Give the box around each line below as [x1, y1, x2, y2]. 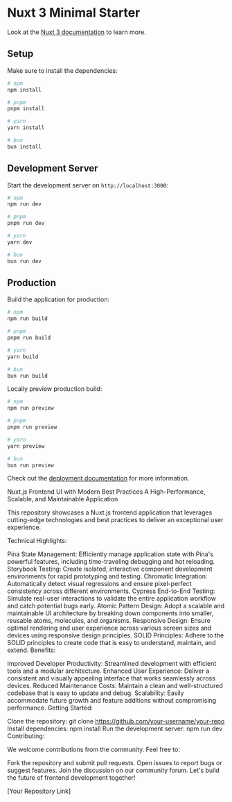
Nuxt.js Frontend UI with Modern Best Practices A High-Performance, [7, 487, 206, 496]
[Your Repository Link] [7, 787, 71, 796]
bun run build [7, 372, 48, 379]
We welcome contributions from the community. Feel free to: [7, 745, 180, 754]
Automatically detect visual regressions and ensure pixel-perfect [7, 580, 192, 588]
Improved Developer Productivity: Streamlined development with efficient [7, 660, 217, 668]
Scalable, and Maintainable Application [7, 495, 118, 503]
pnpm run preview [7, 424, 57, 431]
